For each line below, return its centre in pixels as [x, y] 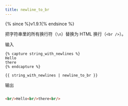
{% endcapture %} [23, 67]
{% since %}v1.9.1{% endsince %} [40, 24]
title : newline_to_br [27, 10]
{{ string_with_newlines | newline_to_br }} [51, 75]
